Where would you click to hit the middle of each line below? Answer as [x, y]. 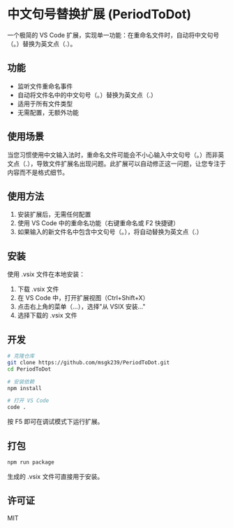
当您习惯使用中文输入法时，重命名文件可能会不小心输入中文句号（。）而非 [113, 155]
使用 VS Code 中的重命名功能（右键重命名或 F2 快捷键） [98, 223]
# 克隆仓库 [21, 356]
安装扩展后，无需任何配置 [54, 215]
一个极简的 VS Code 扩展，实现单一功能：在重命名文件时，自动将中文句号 [113, 35]
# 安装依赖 [21, 382]
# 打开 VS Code [28, 401]
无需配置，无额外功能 [48, 112]
